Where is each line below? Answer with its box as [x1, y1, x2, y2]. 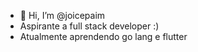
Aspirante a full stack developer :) [19, 20, 160, 32]
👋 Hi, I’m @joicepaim [19, 10, 106, 21]
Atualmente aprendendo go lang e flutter [19, 31, 188, 42]
